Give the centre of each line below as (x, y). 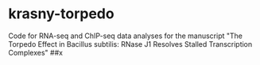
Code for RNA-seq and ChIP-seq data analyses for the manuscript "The (125, 36)
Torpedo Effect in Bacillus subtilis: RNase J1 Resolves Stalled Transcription (130, 44)
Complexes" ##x (36, 52)
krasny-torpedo (61, 14)
